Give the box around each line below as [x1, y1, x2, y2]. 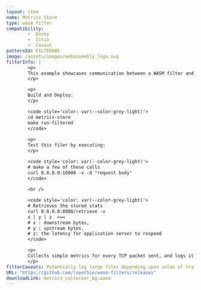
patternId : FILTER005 [6, 48, 60, 54]
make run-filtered [28, 119, 74, 126]
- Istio [28, 37, 50, 43]
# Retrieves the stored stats [28, 203, 103, 209]
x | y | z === [28, 214, 66, 220]
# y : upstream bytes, [28, 225, 84, 231]
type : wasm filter [6, 20, 52, 26]
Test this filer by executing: [28, 142, 106, 148]
